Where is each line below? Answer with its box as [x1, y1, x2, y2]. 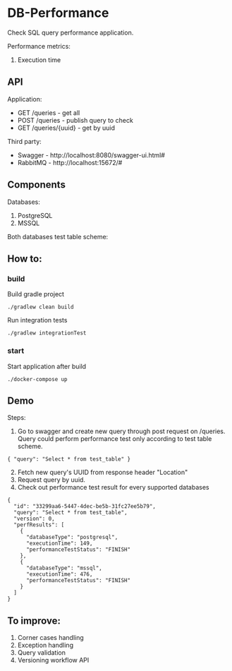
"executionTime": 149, [25, 540, 93, 548]
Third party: [7, 137, 42, 145]
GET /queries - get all [17, 108, 80, 117]
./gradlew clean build [7, 303, 74, 311]
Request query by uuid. [17, 476, 86, 484]
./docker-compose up [7, 375, 68, 382]
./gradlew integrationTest [7, 330, 87, 337]
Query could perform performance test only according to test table [17, 435, 212, 443]
